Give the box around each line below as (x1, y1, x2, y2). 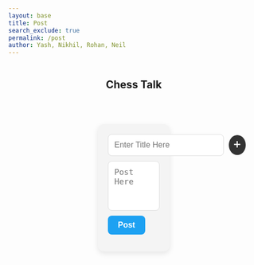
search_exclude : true (8, 26, 80, 34)
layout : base (8, 11, 52, 20)
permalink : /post (8, 33, 66, 42)
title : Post (8, 19, 48, 27)
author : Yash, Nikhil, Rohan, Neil (8, 41, 127, 49)
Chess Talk (105, 77, 162, 92)
